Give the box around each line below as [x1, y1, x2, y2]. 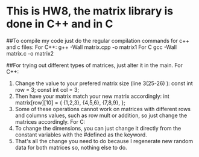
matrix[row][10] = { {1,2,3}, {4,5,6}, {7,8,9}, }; [14, 98, 125, 106]
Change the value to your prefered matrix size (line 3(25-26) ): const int [14, 80, 193, 87]
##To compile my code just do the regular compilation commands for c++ [6, 37, 190, 44]
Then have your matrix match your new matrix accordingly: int [14, 92, 170, 100]
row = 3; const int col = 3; [14, 86, 80, 93]
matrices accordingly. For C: [14, 118, 86, 125]
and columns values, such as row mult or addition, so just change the [14, 112, 188, 119]
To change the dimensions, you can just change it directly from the [14, 124, 182, 132]
